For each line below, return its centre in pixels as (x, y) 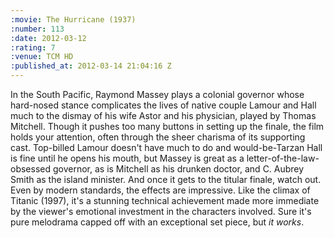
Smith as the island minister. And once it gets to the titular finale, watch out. (166, 179)
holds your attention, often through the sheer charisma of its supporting (158, 137)
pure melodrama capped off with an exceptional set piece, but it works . (157, 222)
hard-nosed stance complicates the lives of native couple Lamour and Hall (163, 105)
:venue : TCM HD (42, 57)
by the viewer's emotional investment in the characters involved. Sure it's (161, 211)
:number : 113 (37, 29)
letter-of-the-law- (283, 158)
